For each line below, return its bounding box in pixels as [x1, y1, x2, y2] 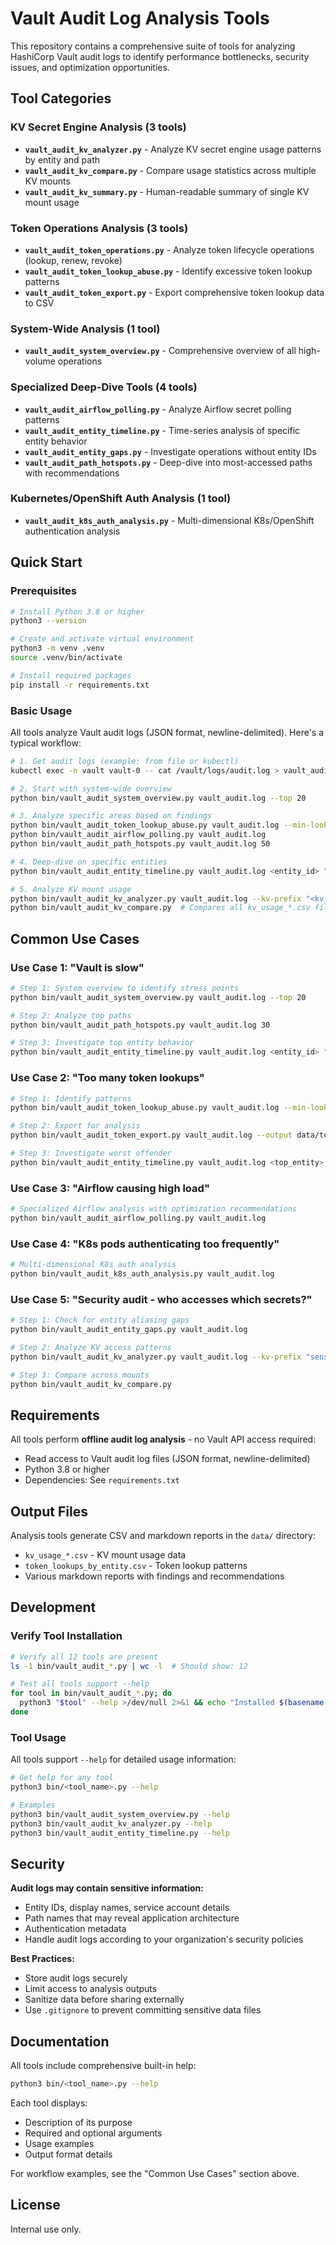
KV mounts [24, 175, 71, 187]
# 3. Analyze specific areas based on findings [10, 811, 213, 821]
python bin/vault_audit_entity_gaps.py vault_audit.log [10, 1325, 248, 1335]
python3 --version [10, 616, 87, 626]
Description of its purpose [24, 2117, 133, 2129]
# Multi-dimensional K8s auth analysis [10, 1260, 177, 1270]
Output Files [10, 1503, 88, 1520]
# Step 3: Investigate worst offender [10, 1148, 172, 1159]
